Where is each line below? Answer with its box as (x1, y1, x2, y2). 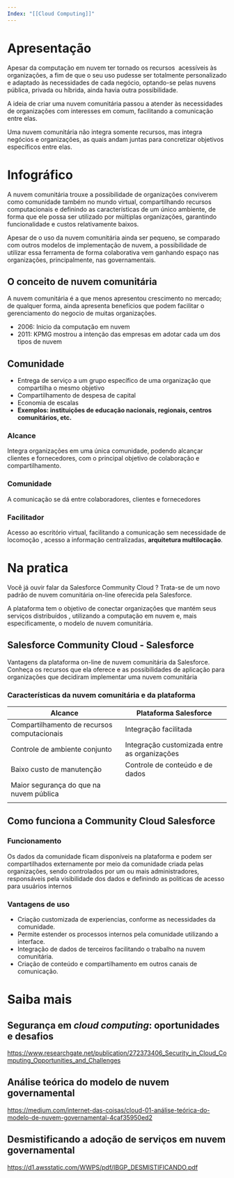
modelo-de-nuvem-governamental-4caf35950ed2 (7, 1113, 153, 1121)
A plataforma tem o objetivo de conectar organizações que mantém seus (7, 604, 217, 612)
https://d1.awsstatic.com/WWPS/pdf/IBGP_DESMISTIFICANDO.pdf (7, 1163, 198, 1171)
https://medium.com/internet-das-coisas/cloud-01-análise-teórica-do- (7, 1105, 210, 1114)
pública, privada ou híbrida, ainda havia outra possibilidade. (7, 85, 178, 94)
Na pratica (7, 560, 68, 576)
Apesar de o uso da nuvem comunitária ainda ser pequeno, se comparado (7, 233, 221, 242)
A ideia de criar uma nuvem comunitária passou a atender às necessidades (7, 99, 223, 108)
